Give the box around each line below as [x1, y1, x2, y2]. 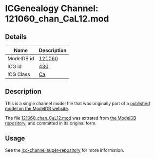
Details [5, 33, 27, 41]
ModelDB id [7, 55, 35, 62]
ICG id [7, 63, 22, 70]
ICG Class [7, 71, 30, 78]
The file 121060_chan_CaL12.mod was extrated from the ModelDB [5, 115, 136, 121]
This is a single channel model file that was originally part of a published [5, 100, 150, 106]
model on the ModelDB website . [5, 105, 70, 111]
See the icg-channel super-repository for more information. [5, 147, 124, 153]
